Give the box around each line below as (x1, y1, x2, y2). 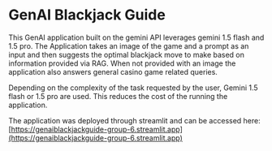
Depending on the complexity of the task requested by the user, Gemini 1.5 (8, 83, 258, 93)
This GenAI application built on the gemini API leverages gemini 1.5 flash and (8, 32, 265, 42)
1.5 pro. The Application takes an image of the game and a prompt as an (8, 41, 249, 50)
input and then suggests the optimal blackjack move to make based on (8, 50, 245, 59)
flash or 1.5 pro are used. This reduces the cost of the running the (8, 91, 228, 101)
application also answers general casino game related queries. (8, 67, 218, 76)
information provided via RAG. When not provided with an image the (8, 58, 236, 68)
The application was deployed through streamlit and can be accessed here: (8, 115, 261, 125)
